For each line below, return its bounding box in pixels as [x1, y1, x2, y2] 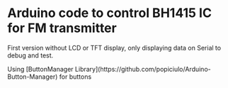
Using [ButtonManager [7, 65, 74, 73]
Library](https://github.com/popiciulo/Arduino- [74, 65, 211, 73]
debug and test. [7, 51, 54, 60]
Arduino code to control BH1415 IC [7, 5, 212, 21]
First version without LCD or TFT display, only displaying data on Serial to [7, 43, 222, 52]
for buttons [59, 72, 92, 81]
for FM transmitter [7, 20, 117, 36]
